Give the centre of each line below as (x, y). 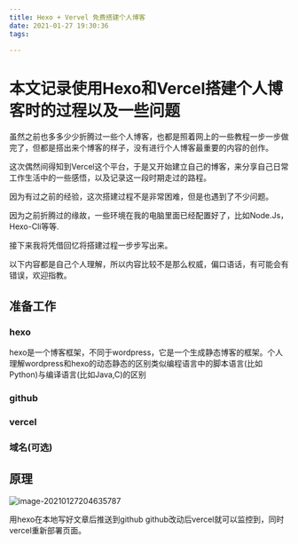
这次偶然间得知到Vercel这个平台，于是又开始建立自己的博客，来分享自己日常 (149, 167)
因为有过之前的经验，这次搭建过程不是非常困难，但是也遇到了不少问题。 (141, 197)
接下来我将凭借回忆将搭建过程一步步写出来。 (91, 246)
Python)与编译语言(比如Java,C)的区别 (78, 374)
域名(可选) (31, 447)
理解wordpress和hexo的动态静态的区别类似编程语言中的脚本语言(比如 (136, 363)
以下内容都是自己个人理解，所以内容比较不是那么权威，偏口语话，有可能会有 (149, 264)
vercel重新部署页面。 (48, 530)
